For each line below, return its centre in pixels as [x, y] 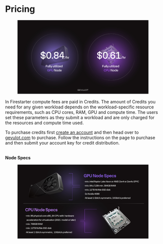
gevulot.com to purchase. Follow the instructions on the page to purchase [80, 138]
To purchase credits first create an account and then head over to [72, 133]
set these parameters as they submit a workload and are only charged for [80, 118]
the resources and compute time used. [44, 123]
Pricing [20, 9]
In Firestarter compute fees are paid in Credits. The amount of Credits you [80, 102]
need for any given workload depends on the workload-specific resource [80, 107]
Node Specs [18, 158]
